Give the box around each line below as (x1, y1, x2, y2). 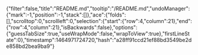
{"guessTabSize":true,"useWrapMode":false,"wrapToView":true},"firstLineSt (6, 30, 190, 37)
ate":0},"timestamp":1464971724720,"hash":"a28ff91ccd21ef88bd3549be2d (6, 37, 192, 43)
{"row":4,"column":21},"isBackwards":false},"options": (6, 24, 138, 31)
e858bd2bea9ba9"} (6, 43, 55, 50)
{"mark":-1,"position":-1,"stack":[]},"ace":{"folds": (6, 11, 126, 18)
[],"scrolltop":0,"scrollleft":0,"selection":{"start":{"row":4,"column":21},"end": (6, 18, 192, 24)
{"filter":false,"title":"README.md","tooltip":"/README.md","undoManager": (6, 5, 190, 12)
